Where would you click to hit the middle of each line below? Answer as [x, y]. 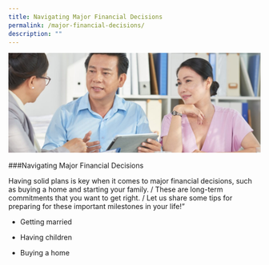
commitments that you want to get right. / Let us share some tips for [120, 198]
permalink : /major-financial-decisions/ [77, 25]
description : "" [35, 34]
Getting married [46, 222]
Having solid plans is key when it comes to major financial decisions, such [130, 181]
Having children [46, 237]
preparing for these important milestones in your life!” [97, 207]
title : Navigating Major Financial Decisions [85, 17]
